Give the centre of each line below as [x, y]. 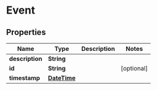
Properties [26, 32]
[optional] [134, 68]
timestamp [25, 78]
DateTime [62, 78]
